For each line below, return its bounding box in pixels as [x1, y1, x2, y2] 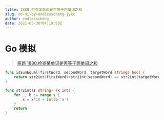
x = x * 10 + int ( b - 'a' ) [22, 97, 69, 102]
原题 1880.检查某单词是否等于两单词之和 [17, 60, 98, 66]
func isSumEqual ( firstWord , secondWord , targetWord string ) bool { [5, 70, 145, 75]
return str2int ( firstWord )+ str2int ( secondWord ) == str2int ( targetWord [14, 75, 161, 80]
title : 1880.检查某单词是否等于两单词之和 [5, 7, 82, 12]
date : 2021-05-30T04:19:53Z [5, 20, 62, 26]
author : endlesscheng [5, 16, 49, 21]
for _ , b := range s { [14, 92, 60, 98]
